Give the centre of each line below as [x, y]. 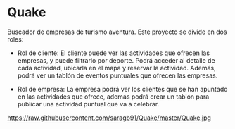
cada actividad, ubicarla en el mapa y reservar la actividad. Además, [116, 68]
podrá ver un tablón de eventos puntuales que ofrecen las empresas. [118, 75]
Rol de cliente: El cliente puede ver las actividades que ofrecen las [113, 53]
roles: [15, 39]
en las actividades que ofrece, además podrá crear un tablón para [113, 97]
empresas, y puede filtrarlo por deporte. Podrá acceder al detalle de [116, 60]
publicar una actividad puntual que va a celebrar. [88, 104]
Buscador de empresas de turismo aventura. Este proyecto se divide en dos [117, 32]
